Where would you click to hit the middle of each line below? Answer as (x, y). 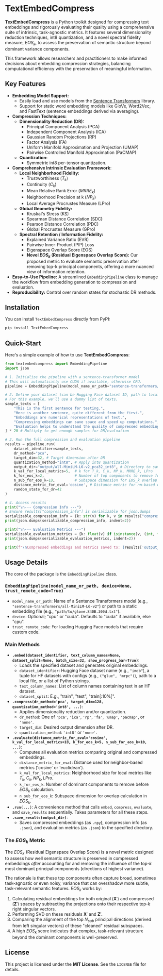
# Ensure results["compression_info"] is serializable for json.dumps (78, 512)
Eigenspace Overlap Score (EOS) (60, 250)
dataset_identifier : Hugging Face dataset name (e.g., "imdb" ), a (84, 670)
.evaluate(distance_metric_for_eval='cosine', (60, 738)
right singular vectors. (34, 909)
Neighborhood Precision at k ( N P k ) (61, 197)
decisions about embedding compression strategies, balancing (68, 63)
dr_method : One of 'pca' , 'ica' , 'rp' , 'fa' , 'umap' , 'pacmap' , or (82, 717)
